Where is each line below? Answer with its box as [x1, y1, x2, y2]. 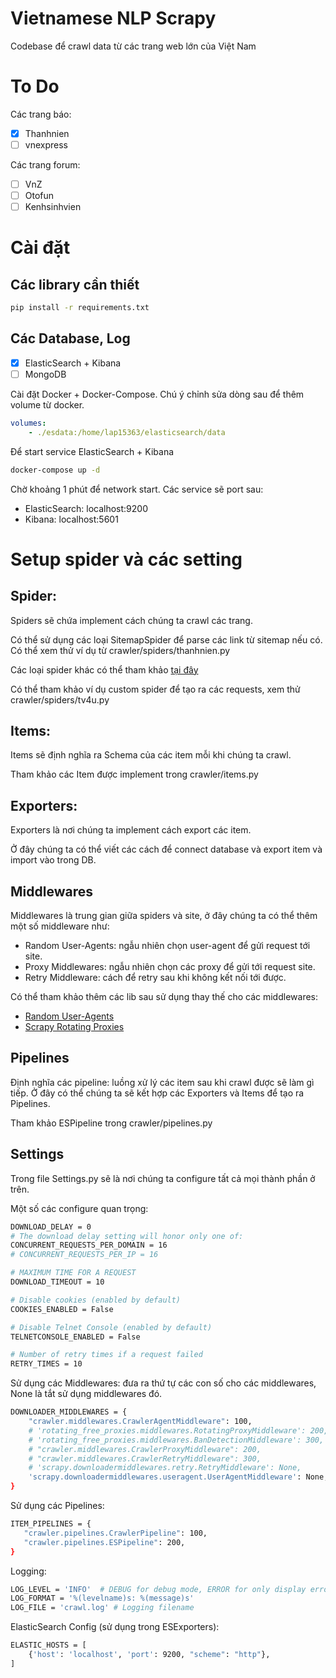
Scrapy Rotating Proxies [24, 1021, 125, 1033]
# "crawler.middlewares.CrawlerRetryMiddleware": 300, [28, 1453, 262, 1464]
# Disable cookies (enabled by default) [10, 1295, 182, 1305]
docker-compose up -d [10, 465, 101, 475]
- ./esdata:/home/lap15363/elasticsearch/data [28, 427, 226, 437]
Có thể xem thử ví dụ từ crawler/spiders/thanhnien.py [10, 644, 231, 656]
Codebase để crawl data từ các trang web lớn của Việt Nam [10, 40, 257, 52]
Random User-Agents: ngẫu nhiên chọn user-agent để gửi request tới [24, 940, 311, 952]
